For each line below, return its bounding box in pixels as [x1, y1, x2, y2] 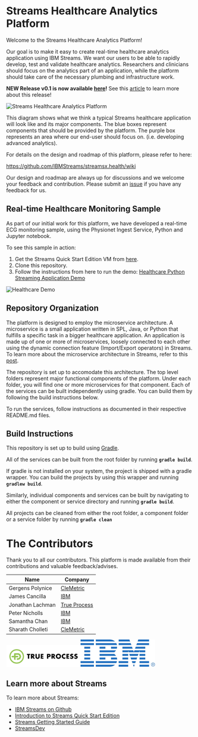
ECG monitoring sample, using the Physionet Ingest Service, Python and [6, 226, 183, 233]
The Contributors [6, 537, 93, 550]
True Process [60, 601, 93, 608]
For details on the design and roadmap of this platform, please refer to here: [6, 150, 192, 158]
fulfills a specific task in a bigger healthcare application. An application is [6, 331, 186, 338]
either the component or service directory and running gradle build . [6, 498, 174, 505]
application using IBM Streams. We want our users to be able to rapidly [6, 54, 180, 61]
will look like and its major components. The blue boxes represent [6, 120, 167, 127]
